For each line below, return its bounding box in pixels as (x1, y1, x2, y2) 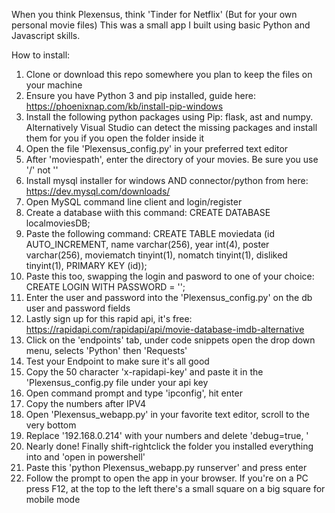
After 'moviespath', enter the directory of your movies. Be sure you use (25, 154, 319, 165)
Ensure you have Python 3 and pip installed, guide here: (25, 90, 256, 101)
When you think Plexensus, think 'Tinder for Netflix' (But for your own (11, 9, 298, 20)
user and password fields (25, 302, 131, 314)
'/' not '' (25, 164, 59, 176)
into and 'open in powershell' (25, 451, 146, 463)
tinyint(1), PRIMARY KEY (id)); (25, 260, 148, 271)
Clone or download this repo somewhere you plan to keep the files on (25, 69, 313, 80)
